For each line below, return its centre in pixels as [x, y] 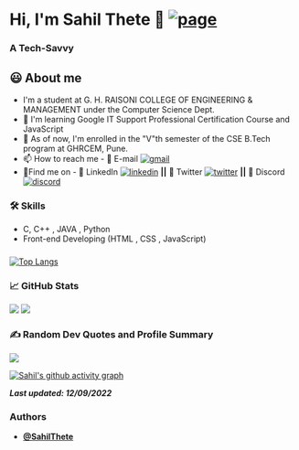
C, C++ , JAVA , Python [66, 230]
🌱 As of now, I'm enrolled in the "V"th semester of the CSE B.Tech [147, 138]
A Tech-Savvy [42, 48]
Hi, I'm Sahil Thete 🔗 [87, 20]
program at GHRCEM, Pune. [75, 148]
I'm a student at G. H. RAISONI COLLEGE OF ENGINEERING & [138, 100]
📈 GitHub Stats [44, 286]
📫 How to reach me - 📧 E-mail [80, 158]
